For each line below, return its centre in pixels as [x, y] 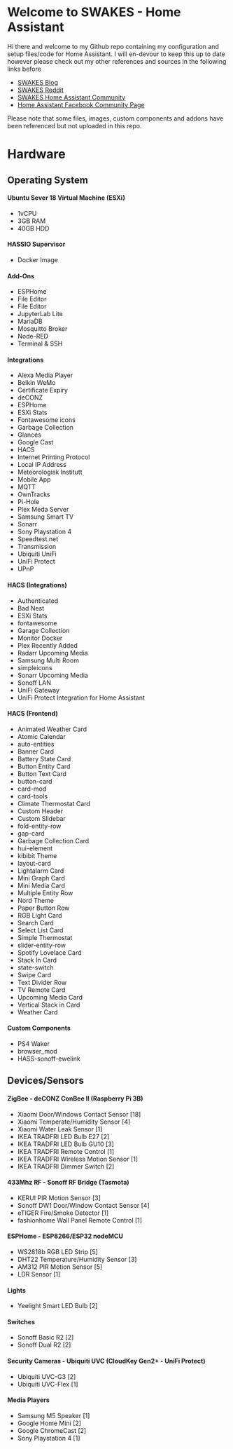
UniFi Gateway [38, 690]
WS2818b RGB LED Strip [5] [57, 1251]
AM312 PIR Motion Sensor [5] [60, 1267]
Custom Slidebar [42, 818]
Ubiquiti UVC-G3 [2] [47, 1376]
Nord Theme [36, 900]
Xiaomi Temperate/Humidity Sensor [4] [74, 1122]
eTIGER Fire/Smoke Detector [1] [63, 1213]
